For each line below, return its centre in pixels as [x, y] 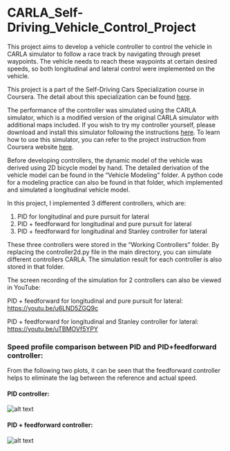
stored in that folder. [36, 266]
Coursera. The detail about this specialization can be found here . [99, 96]
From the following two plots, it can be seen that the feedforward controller [114, 371]
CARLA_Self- [45, 13]
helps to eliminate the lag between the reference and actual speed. [102, 378]
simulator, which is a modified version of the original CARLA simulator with [113, 117]
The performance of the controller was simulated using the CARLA [102, 110]
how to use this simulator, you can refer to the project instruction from [106, 139]
